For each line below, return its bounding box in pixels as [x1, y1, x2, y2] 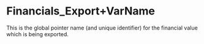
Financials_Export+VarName [6, 4, 155, 18]
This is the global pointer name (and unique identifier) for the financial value [6, 24, 198, 31]
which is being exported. [6, 30, 69, 37]
